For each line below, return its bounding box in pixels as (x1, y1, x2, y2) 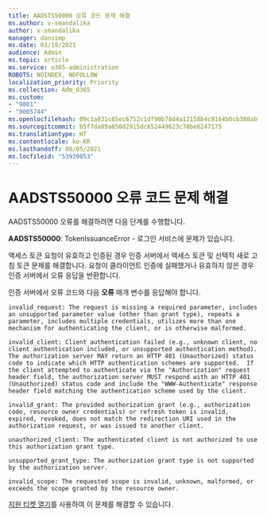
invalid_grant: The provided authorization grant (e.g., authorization (8, 401, 250, 409)
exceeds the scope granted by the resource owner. (8, 485, 180, 493)
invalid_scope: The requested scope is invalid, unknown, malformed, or (8, 478, 254, 486)
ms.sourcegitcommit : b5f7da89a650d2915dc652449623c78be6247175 (8, 123, 222, 131)
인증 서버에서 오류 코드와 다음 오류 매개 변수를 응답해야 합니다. (8, 287, 201, 297)
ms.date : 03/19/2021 (8, 41, 77, 49)
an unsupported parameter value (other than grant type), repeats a (8, 311, 240, 319)
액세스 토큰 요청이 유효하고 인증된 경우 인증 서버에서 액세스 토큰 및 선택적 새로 (8, 251, 250, 260)
